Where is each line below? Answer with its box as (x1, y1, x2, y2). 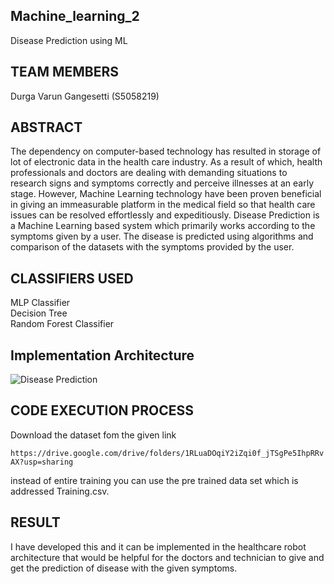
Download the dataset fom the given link (10, 429, 177, 441)
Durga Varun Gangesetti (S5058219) (10, 90, 160, 102)
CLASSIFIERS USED (10, 270, 134, 287)
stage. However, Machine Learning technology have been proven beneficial (10, 188, 322, 200)
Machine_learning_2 (10, 8, 140, 25)
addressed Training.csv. (10, 485, 110, 497)
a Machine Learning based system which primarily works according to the (10, 220, 316, 232)
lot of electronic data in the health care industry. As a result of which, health (10, 156, 323, 168)
